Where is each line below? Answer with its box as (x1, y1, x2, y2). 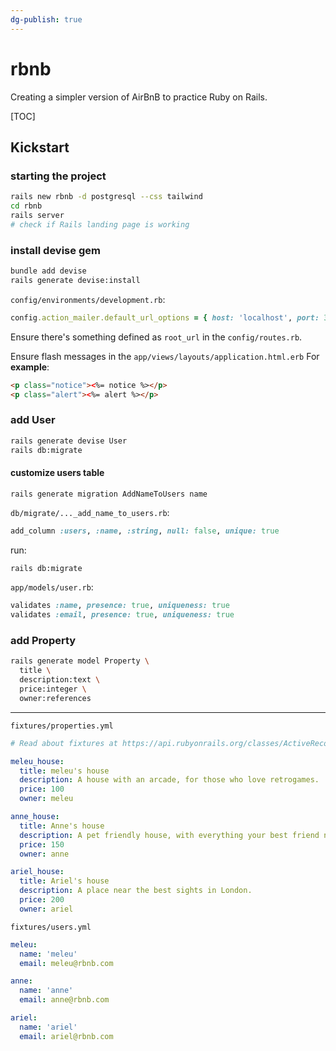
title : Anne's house (19, 821, 105, 831)
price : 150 (19, 839, 65, 850)
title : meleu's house (19, 766, 110, 776)
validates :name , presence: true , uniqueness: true (10, 601, 230, 611)
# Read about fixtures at (10, 738, 118, 748)
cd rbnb (10, 201, 43, 211)
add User (10, 413, 56, 427)
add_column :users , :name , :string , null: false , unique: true (10, 526, 280, 536)
